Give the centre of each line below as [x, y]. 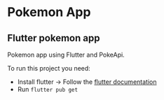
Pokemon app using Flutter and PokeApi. [66, 55]
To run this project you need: [49, 68]
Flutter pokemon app [54, 38]
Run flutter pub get [48, 89]
